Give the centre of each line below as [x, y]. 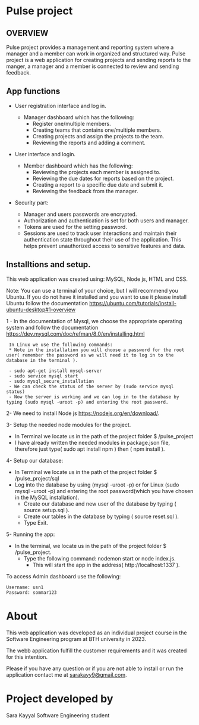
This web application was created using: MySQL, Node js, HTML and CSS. [97, 279]
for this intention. [27, 656]
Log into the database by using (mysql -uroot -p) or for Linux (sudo [97, 485]
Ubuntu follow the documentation [47, 303]
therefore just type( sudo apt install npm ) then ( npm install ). [90, 449]
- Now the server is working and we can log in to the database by [94, 397]
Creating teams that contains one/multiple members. [97, 130]
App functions [33, 92]
